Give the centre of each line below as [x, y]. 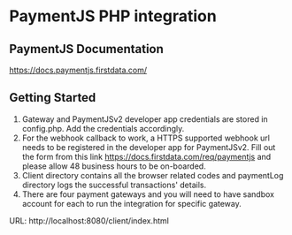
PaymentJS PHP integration [113, 16]
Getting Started [53, 98]
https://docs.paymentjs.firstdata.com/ [78, 70]
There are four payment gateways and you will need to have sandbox [148, 194]
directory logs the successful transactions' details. [114, 185]
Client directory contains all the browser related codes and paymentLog [153, 175]
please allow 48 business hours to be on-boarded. [114, 166]
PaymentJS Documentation [86, 49]
